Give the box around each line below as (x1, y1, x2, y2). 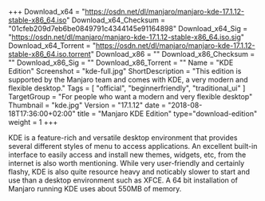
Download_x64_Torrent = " (8, 41, 97, 50)
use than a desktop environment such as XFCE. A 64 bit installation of (8, 175, 238, 185)
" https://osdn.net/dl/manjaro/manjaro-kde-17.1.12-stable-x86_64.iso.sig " (8, 32, 245, 42)
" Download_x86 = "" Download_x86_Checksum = (90, 50, 255, 58)
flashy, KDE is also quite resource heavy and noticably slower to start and (8, 167, 250, 176)
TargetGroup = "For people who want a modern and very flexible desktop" (8, 92, 253, 101)
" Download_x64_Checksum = (66, 15, 166, 25)
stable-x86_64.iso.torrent (8, 50, 92, 58)
